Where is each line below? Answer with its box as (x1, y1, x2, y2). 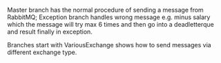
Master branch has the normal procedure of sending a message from (7, 6, 204, 14)
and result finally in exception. (7, 27, 93, 36)
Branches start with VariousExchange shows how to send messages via (7, 41, 212, 49)
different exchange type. (7, 48, 77, 56)
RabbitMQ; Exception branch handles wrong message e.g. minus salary (7, 13, 211, 21)
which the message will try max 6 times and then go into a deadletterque (7, 21, 214, 28)
